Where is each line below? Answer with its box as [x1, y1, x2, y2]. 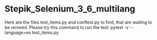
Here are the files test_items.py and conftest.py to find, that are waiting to [4, 19, 152, 25]
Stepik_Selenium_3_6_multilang [4, 3, 136, 14]
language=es [4, 29, 31, 35]
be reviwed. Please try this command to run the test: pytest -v [4, 24, 129, 30]
